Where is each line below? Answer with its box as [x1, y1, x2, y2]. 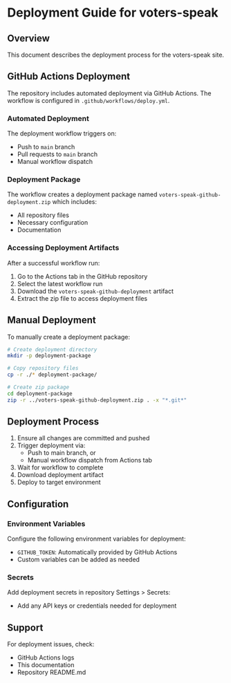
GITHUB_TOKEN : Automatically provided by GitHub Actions [17, 548, 178, 556]
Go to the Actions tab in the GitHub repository [17, 272, 148, 281]
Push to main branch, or [27, 449, 96, 457]
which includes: [52, 198, 97, 206]
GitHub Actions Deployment [7, 71, 130, 82]
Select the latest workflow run [17, 279, 103, 288]
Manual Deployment [7, 315, 96, 326]
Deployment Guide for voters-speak [7, 5, 219, 21]
